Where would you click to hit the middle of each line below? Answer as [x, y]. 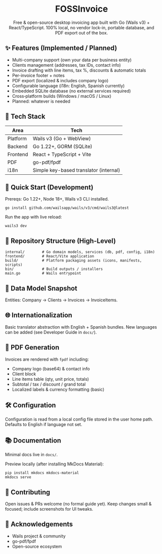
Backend [17, 146]
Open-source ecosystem [37, 546]
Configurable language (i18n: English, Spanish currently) [68, 86]
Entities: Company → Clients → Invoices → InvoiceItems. [61, 300]
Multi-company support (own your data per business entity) [72, 60]
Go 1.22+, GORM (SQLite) [63, 146]
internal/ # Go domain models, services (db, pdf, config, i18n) [80, 252]
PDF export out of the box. [81, 33]
